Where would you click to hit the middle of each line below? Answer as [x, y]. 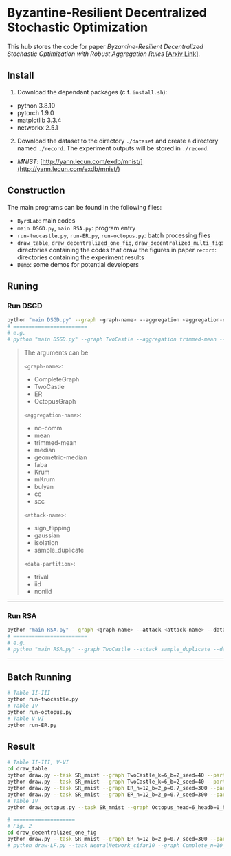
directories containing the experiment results [80, 257]
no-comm [48, 428]
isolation [46, 542]
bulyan [44, 486]
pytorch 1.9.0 [35, 112]
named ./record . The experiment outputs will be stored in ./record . [113, 148]
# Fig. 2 [20, 826]
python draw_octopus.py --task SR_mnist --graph [78, 807]
